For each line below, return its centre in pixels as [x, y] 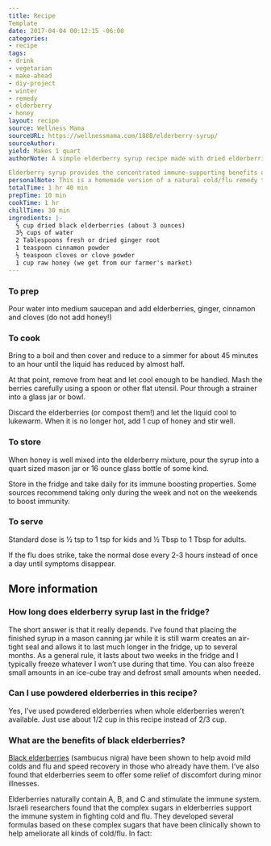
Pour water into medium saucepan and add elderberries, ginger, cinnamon [132, 308]
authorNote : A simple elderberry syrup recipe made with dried [117, 158]
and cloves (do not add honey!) [60, 317]
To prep [24, 291]
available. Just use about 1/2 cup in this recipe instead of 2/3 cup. [118, 719]
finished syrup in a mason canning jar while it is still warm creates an [123, 638]
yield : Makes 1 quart [45, 151]
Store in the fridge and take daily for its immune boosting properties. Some [132, 484]
